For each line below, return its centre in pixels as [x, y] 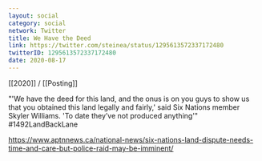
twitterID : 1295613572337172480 [62, 53]
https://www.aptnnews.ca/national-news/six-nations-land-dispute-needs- [131, 139]
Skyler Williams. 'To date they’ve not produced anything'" [103, 115]
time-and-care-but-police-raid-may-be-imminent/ [91, 148]
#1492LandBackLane [43, 124]
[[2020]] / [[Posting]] [43, 83]
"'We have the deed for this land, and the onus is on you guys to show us [129, 99]
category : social [37, 23]
